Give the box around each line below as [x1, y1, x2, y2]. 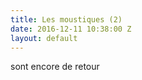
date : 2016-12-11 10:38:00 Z [10, 24, 132, 34]
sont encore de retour [10, 61, 100, 73]
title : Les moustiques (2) [10, 14, 123, 25]
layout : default [10, 33, 78, 43]
